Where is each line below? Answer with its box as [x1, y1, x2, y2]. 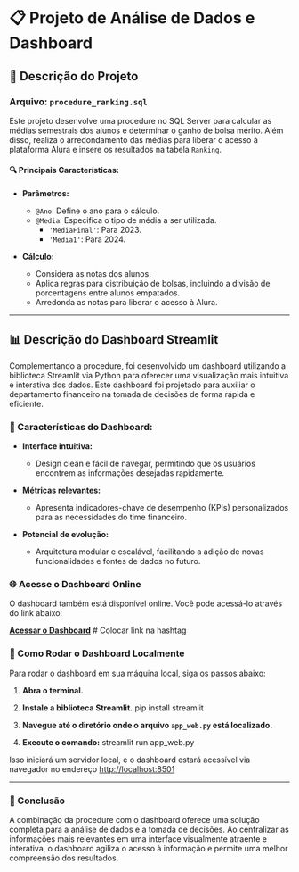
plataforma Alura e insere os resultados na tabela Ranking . [9, 144, 222, 154]
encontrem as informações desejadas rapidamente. [35, 468, 225, 478]
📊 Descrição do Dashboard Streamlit [9, 332, 219, 347]
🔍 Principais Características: [9, 165, 120, 176]
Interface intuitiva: [21, 441, 93, 452]
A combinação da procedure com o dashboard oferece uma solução [9, 815, 260, 826]
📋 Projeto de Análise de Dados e [9, 8, 255, 29]
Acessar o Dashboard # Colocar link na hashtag [9, 625, 187, 635]
